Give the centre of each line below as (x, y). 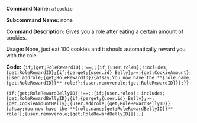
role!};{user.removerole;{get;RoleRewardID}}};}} (127, 83)
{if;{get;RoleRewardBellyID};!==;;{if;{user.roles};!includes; (86, 93)
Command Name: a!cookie (39, 9)
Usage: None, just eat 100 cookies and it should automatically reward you (96, 49)
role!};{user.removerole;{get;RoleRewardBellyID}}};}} (75, 114)
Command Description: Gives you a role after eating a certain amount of (95, 31)
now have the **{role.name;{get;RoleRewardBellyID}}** (104, 109)
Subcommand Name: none (39, 20)
